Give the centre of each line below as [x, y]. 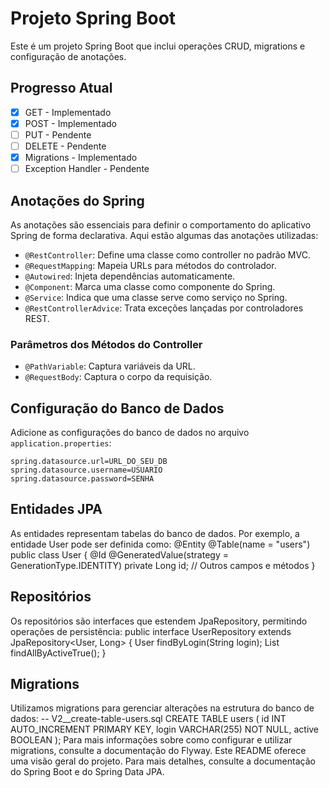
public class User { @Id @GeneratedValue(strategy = [119, 554]
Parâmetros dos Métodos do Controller [106, 344]
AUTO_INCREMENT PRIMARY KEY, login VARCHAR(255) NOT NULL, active [165, 729]
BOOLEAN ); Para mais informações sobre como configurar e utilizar [151, 740]
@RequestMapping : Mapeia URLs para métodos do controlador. [150, 265]
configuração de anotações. [68, 56]
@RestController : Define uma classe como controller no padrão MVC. [167, 254]
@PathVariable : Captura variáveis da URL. [110, 366]
